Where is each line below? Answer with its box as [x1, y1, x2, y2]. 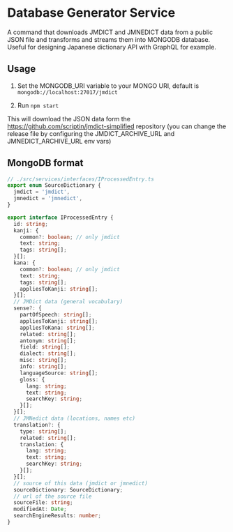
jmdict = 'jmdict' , [13, 188, 70, 196]
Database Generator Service [7, 5, 176, 21]
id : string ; [13, 220, 49, 227]
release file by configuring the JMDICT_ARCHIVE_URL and [7, 129, 175, 137]
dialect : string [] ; [20, 350, 77, 357]
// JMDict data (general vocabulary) [13, 298, 123, 305]
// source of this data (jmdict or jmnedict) [13, 480, 149, 487]
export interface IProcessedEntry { [7, 214, 114, 221]
